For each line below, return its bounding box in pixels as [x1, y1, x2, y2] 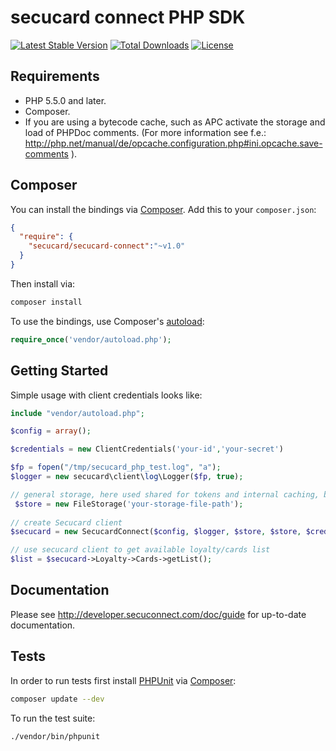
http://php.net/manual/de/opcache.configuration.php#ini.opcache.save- [24, 137, 323, 149]
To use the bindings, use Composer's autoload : [10, 315, 205, 327]
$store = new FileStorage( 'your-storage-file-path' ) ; [14, 499, 244, 509]
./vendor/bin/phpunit [10, 731, 101, 741]
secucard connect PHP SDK [10, 6, 246, 29]
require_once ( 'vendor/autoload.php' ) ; [10, 334, 172, 345]
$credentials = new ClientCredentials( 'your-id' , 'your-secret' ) [10, 444, 284, 455]
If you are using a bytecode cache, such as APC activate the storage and [24, 116, 326, 128]
